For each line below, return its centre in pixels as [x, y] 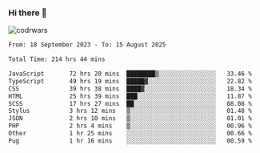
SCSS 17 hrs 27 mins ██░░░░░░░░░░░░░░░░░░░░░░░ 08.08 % [130, 103]
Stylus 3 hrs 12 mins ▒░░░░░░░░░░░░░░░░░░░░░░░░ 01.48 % [130, 111]
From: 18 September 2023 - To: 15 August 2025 [87, 45]
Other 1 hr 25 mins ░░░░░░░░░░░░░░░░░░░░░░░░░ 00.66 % [130, 134]
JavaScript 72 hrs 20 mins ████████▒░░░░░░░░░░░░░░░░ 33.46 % [130, 74]
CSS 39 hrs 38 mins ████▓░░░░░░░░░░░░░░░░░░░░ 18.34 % [130, 89]
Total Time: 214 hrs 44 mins [57, 59]
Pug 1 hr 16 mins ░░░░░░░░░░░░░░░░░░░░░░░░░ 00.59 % [130, 141]
